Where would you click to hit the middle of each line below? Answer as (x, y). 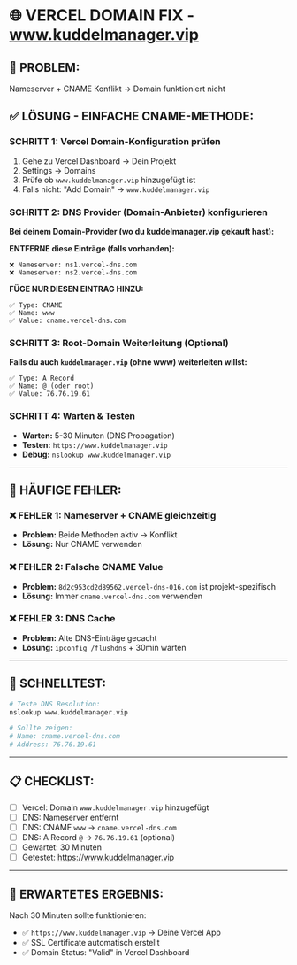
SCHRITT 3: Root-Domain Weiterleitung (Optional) (119, 343)
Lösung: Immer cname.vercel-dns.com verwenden (112, 596)
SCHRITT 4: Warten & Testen (72, 416)
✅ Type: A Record (42, 378)
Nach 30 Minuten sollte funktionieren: (78, 915)
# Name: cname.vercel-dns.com (65, 737)
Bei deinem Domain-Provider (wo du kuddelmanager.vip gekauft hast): (142, 231)
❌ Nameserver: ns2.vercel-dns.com (73, 272)
